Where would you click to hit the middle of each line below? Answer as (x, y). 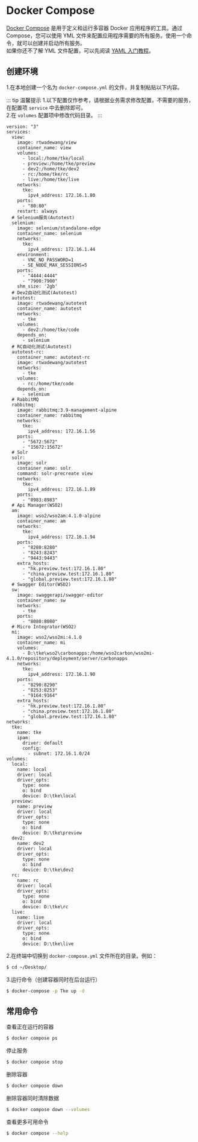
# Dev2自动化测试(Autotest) (45, 293)
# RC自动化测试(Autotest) (42, 347)
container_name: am (42, 521)
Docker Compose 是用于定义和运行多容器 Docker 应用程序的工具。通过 (94, 28)
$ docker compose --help (37, 1133)
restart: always (38, 211)
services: (19, 132)
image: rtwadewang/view (47, 143)
